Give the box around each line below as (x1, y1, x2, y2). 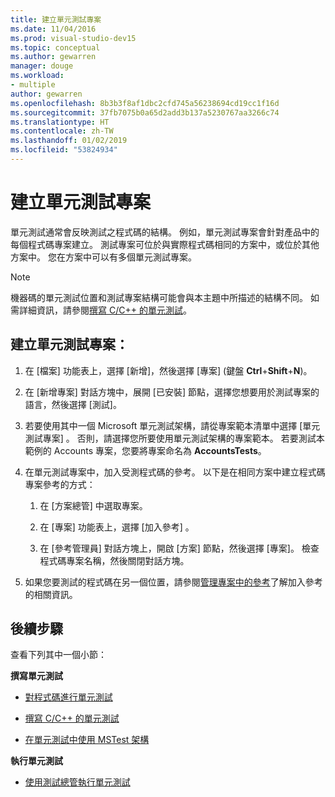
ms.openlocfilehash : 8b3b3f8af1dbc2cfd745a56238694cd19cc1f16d (10, 98, 280, 108)
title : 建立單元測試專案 (10, 14, 102, 25)
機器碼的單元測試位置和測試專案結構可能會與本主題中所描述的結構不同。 (10, 291, 308, 303)
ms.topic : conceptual (10, 42, 101, 53)
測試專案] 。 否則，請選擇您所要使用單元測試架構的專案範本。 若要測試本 (24, 432, 325, 444)
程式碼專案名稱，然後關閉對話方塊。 (39, 554, 190, 566)
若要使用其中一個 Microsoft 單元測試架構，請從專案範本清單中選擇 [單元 (24, 419, 321, 431)
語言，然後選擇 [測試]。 (24, 398, 122, 410)
